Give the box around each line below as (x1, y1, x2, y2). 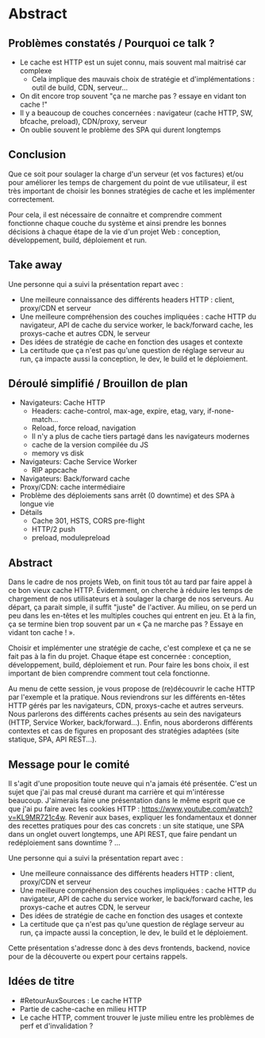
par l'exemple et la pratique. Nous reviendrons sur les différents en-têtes (8, 692, 246, 702)
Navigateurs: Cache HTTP (19, 398, 106, 408)
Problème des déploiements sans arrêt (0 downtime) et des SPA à (19, 490, 236, 501)
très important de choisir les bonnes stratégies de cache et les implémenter (8, 186, 255, 196)
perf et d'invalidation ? (19, 1021, 94, 1030)
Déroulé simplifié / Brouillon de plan (8, 377, 188, 390)
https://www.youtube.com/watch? (141, 804, 253, 814)
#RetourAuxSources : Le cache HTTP (19, 995, 143, 1005)
